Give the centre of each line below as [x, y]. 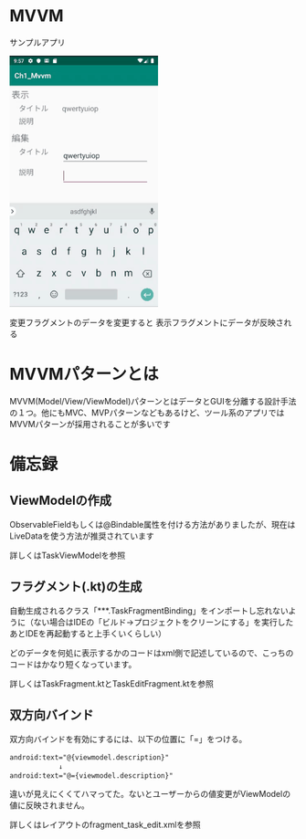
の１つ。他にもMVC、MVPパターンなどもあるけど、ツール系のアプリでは [147, 413]
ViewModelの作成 [61, 501]
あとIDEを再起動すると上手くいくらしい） [88, 633]
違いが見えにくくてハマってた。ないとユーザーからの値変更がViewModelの [150, 793]
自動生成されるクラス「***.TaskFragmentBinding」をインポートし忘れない [149, 610]
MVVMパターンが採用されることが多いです [90, 424]
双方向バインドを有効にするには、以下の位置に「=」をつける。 [128, 739]
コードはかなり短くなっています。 [73, 664]
